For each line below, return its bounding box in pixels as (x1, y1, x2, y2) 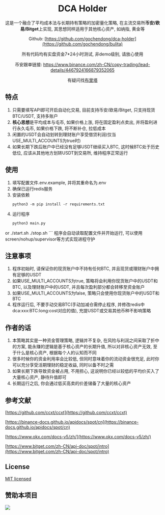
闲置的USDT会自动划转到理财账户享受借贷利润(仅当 (12, 131, 116, 137)
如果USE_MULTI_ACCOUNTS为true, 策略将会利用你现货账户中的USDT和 (12, 278, 158, 284)
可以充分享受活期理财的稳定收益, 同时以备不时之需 (12, 362, 114, 368)
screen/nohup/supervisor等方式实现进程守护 (5, 236, 96, 242)
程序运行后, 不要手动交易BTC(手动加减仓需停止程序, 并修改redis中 (12, 301, 145, 307)
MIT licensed (5, 476, 31, 482)
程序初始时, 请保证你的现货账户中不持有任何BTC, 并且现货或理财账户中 (12, 266, 155, 271)
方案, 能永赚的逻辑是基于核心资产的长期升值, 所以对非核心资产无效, (16, 344, 152, 350)
